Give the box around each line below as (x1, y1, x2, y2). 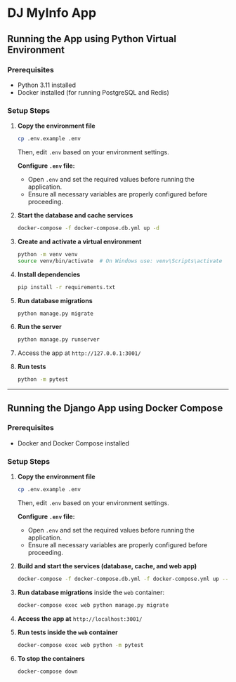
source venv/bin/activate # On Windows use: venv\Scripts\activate (17, 258, 223, 265)
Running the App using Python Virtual (7, 33, 177, 45)
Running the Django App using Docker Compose (7, 402, 223, 414)
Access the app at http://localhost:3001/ (17, 614, 143, 622)
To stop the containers (17, 654, 86, 662)
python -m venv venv (17, 250, 78, 258)
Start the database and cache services (17, 211, 133, 220)
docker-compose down (17, 668, 78, 675)
